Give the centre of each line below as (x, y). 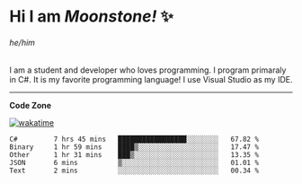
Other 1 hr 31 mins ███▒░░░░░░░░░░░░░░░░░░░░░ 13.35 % (134, 155)
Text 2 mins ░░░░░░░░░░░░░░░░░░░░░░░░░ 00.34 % (134, 171)
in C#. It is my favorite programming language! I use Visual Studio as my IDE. (151, 80)
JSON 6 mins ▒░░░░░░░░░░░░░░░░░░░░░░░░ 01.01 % (134, 163)
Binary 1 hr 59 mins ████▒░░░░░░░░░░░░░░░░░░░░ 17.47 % (134, 147)
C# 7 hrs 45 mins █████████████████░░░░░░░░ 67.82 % (134, 140)
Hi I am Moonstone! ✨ (91, 17)
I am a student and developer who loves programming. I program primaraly (148, 70)
